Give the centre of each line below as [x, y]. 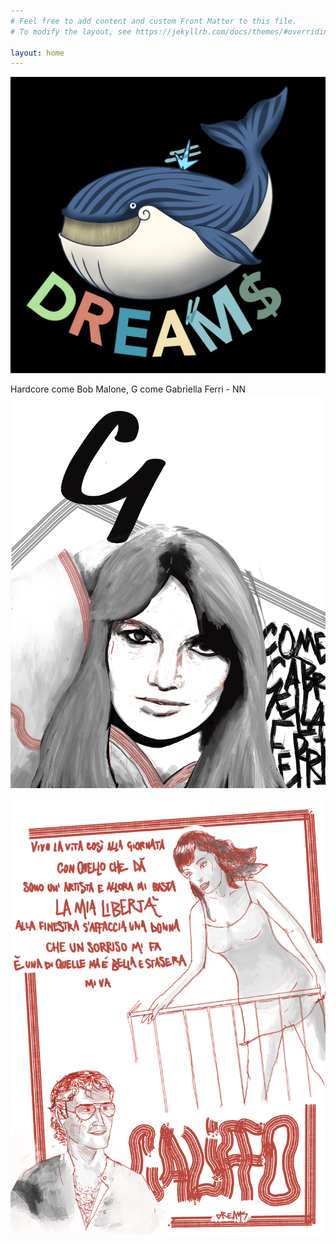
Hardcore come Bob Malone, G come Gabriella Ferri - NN [128, 389]
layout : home [37, 53]
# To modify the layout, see [71, 31]
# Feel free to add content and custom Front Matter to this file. [154, 21]
